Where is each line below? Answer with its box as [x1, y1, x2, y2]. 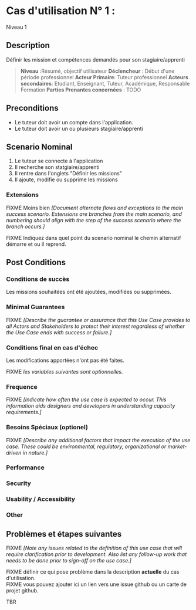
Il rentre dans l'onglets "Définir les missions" [14, 170, 122, 177]
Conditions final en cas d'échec [6, 343, 99, 351]
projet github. [6, 587, 39, 594]
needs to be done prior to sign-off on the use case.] [6, 557, 132, 564]
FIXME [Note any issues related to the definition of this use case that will [6, 544, 183, 552]
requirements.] [6, 409, 42, 416]
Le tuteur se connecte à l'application [14, 157, 103, 165]
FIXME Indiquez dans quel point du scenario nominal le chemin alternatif [6, 234, 181, 241]
